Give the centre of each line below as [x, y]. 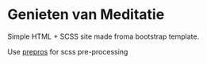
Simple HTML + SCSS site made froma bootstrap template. [103, 36]
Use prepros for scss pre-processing [68, 51]
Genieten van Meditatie [86, 15]
